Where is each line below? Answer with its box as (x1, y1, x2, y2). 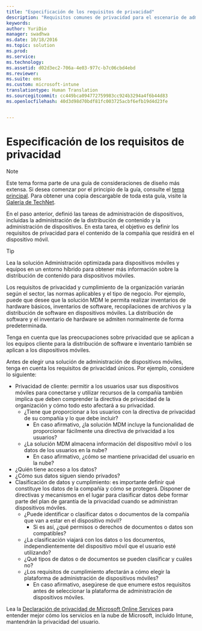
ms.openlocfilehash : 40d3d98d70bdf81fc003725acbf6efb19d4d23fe (6, 98, 168, 104)
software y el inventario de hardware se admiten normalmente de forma (6, 315, 184, 323)
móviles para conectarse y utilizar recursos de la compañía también (14, 389, 183, 396)
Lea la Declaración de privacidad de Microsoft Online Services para (6, 605, 174, 612)
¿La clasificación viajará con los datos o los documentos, (23, 536, 165, 543)
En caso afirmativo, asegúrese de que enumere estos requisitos (32, 580, 191, 588)
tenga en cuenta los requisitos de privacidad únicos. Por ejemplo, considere (6, 364, 195, 371)
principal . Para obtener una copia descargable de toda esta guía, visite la (6, 192, 188, 199)
